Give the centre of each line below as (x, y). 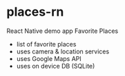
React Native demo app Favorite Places (62, 31)
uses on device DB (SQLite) (56, 66)
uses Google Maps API (49, 58)
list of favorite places (46, 44)
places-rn (35, 12)
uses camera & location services (63, 51)
